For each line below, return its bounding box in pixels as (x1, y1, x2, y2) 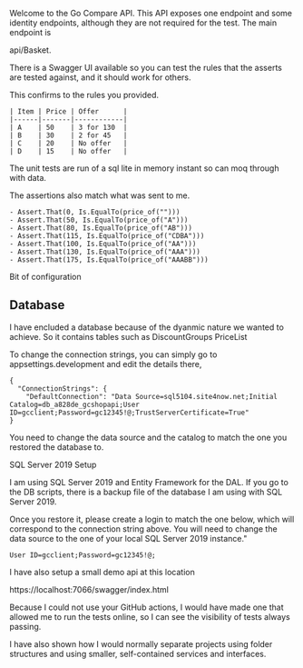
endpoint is (9, 27, 52, 37)
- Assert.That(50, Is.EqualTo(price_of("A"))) (9, 215, 189, 224)
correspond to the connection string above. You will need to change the (9, 523, 279, 534)
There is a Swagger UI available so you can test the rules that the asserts (9, 63, 283, 73)
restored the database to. (9, 441, 104, 453)
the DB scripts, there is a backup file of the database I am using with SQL (9, 486, 283, 497)
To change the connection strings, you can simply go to (9, 349, 218, 360)
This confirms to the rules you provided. (9, 90, 160, 100)
